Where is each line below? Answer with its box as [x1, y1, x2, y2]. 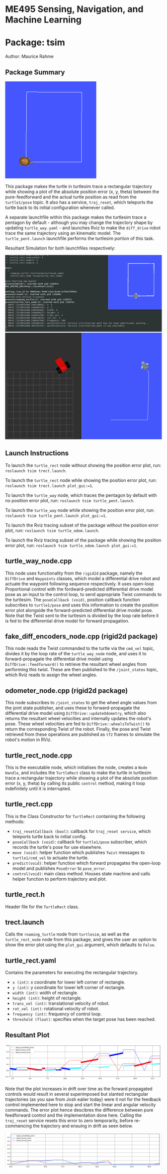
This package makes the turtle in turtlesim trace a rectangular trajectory [5, 183, 153, 189]
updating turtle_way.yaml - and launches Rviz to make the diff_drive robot [5, 224, 161, 230]
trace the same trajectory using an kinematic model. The [5, 230, 121, 236]
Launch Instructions [5, 449, 69, 457]
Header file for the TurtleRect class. [5, 904, 80, 910]
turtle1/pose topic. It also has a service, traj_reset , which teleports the [5, 199, 154, 205]
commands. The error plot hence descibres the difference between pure [5, 1107, 154, 1113]
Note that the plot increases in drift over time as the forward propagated [5, 1086, 153, 1092]
